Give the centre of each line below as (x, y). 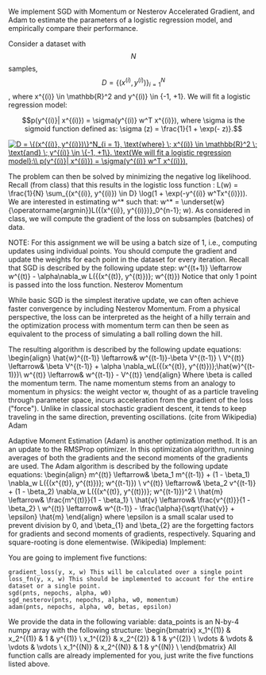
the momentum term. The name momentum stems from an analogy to (122, 383)
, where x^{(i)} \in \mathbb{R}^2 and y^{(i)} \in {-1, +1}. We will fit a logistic (129, 97)
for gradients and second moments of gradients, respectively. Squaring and (132, 534)
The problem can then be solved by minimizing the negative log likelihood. (130, 177)
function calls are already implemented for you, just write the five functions (131, 656)
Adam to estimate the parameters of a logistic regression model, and (120, 20)
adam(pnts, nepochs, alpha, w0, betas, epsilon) (90, 607)
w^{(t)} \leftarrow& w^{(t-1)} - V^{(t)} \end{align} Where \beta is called (138, 375)
